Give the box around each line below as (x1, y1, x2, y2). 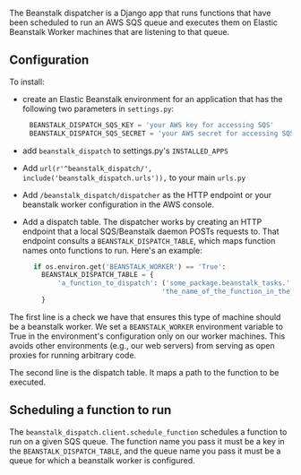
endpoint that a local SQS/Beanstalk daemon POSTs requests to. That (21, 226, 279, 237)
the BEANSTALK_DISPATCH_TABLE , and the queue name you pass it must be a (9, 445, 281, 456)
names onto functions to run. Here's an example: (21, 245, 203, 255)
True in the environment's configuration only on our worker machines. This (9, 331, 286, 341)
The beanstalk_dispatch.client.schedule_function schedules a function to (9, 426, 288, 437)
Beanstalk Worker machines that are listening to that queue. (9, 27, 230, 37)
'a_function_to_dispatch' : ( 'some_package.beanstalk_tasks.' (56, 279, 291, 288)
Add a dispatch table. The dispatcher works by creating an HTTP (21, 216, 262, 227)
